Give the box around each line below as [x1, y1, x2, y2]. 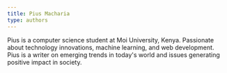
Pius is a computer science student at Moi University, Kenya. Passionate [7, 35, 214, 44]
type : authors [7, 17, 49, 24]
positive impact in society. [7, 58, 82, 66]
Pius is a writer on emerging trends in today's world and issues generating [7, 50, 221, 59]
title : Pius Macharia [7, 10, 70, 17]
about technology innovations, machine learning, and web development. [7, 43, 214, 51]
